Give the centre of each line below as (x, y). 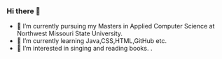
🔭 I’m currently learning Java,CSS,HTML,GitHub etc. (92, 41)
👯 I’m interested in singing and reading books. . (84, 49)
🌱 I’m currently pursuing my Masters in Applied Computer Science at (116, 26)
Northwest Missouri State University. (70, 33)
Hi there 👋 (24, 11)
